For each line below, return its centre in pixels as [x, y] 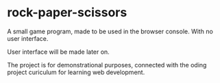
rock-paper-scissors [67, 13]
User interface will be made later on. [58, 52]
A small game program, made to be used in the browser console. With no [110, 31]
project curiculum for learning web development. [76, 72]
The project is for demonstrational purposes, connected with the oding [107, 65]
